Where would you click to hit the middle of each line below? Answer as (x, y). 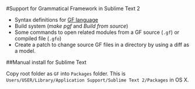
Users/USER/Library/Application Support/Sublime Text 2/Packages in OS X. (97, 80)
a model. (25, 51)
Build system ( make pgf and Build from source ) (71, 26)
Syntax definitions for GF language (56, 20)
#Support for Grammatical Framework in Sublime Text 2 (73, 8)
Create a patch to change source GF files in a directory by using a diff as (102, 44)
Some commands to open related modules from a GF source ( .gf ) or (97, 32)
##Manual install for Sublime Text (46, 62)
